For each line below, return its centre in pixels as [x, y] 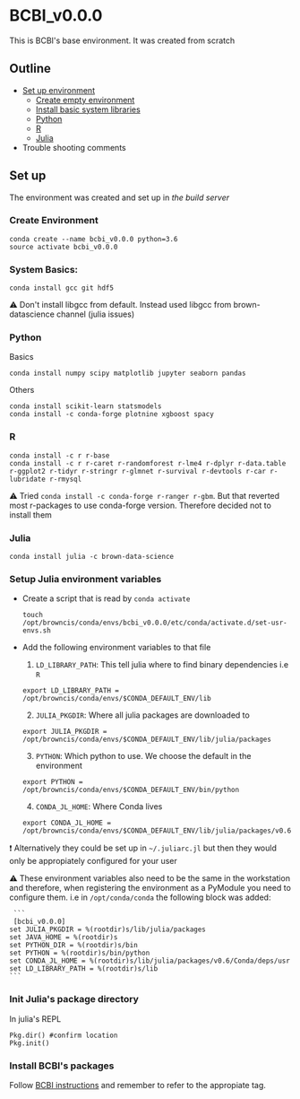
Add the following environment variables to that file [116, 648]
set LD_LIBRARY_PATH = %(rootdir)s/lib [84, 969]
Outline [30, 69]
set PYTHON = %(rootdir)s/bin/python [80, 953]
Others [22, 390]
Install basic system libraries [88, 109]
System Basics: [44, 269]
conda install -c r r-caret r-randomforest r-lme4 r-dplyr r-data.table [148, 463]
